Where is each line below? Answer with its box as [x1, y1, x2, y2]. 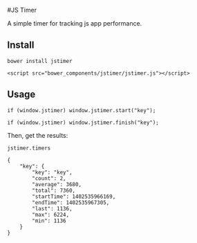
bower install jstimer [7, 57, 73, 64]
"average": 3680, [32, 181, 82, 188]
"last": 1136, [32, 205, 73, 212]
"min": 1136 [32, 217, 67, 224]
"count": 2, [32, 174, 67, 182]
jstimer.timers [7, 145, 51, 152]
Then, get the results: [7, 131, 68, 139]
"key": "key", [32, 169, 73, 176]
